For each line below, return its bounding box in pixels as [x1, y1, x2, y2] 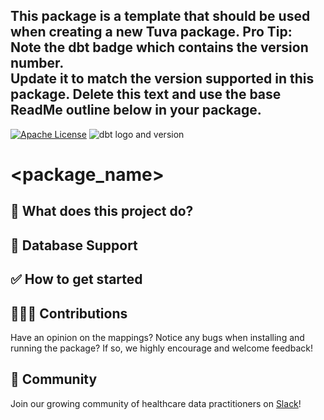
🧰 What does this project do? [10, 203, 194, 220]
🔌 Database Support [10, 237, 138, 254]
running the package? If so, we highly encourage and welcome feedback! [10, 342, 313, 354]
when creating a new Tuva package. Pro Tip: [10, 24, 293, 41]
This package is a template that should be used [10, 8, 311, 25]
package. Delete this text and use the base [10, 86, 282, 103]
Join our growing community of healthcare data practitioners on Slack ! [10, 397, 302, 409]
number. [10, 55, 65, 72]
